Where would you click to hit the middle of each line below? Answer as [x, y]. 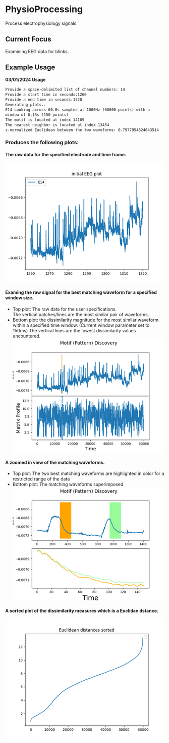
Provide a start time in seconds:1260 [46, 95]
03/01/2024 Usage [25, 79]
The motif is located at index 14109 [45, 120]
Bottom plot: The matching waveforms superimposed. [69, 485]
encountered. [26, 336]
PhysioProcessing [44, 9]
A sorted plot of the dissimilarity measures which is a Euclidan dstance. [82, 610]
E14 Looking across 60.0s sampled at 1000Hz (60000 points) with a [78, 110]
